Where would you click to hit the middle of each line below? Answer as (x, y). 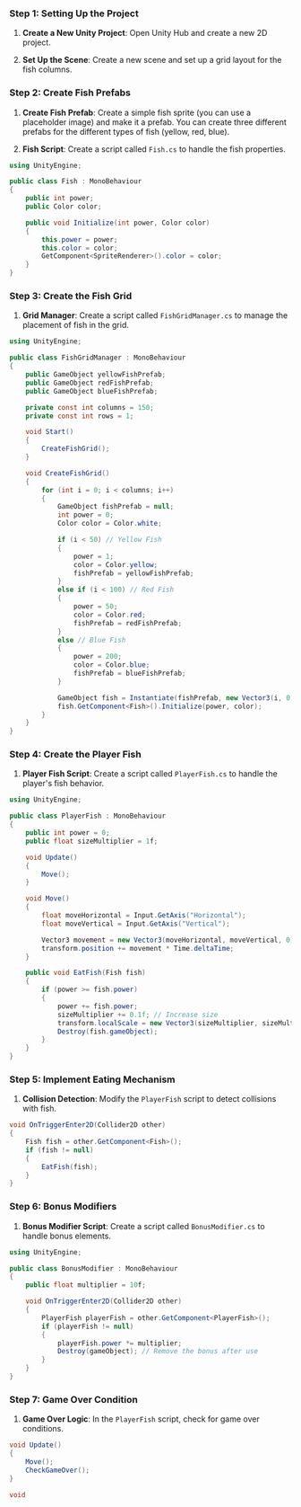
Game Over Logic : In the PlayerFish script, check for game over (141, 1419)
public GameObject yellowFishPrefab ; (96, 375)
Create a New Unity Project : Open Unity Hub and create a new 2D (145, 33)
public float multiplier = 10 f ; (86, 1285)
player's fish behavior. (63, 784)
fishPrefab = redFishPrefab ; (127, 623)
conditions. (43, 1429)
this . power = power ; (80, 239)
